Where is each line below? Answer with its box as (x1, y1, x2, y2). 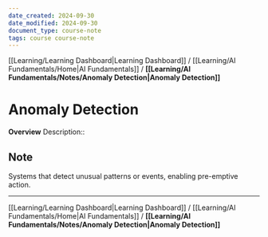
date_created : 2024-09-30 (8, 11, 94, 20)
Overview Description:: (8, 127, 85, 136)
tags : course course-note (8, 34, 94, 42)
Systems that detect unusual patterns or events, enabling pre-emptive (8, 172, 238, 180)
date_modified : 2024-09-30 (8, 19, 98, 27)
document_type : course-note (8, 26, 102, 34)
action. (8, 180, 31, 189)
